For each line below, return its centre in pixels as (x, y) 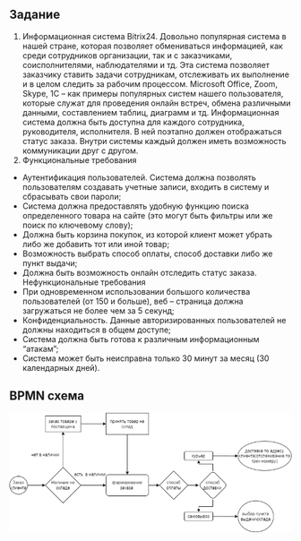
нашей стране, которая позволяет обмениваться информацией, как (153, 46)
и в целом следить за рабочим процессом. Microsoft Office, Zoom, (150, 83)
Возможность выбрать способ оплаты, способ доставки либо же (147, 253)
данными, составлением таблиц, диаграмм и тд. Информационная (150, 112)
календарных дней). (61, 367)
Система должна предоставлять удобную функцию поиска (135, 206)
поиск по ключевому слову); (77, 225)
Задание (35, 15)
